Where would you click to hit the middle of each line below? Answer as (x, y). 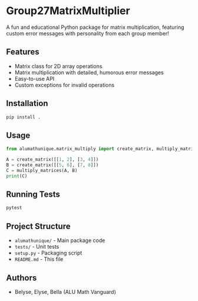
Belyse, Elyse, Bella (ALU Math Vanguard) (65, 292)
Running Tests (33, 195)
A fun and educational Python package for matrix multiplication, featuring (95, 27)
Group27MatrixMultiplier (68, 11)
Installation (27, 103)
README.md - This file (39, 259)
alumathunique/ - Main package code (60, 240)
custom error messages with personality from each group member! (88, 33)
